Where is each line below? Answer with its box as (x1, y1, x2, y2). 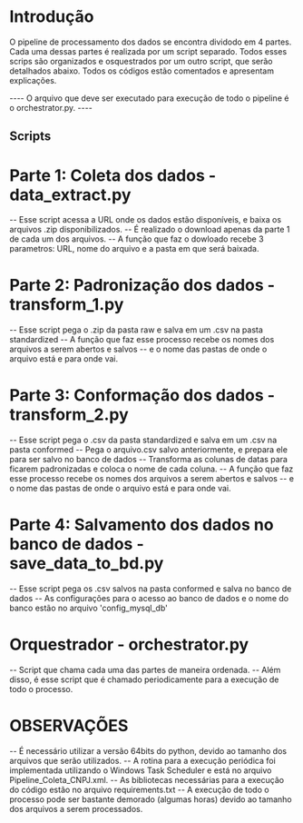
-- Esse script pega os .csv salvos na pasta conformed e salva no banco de (9, 583, 292, 594)
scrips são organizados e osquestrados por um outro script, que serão (9, 55, 274, 66)
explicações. (9, 74, 57, 85)
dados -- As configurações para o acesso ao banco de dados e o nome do (9, 593, 288, 604)
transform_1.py (9, 294, 124, 315)
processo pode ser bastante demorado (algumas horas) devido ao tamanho (9, 793, 292, 805)
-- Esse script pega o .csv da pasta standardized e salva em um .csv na (9, 434, 278, 446)
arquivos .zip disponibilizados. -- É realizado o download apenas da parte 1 (9, 224, 290, 235)
